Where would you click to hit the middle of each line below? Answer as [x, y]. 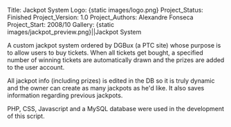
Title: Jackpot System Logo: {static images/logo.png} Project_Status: [105, 10]
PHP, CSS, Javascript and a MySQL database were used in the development [116, 109]
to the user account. [36, 67]
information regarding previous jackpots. [65, 95]
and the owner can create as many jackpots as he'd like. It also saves [106, 88]
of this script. [26, 116]
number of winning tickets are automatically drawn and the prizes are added [116, 60]
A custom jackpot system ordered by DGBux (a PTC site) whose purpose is [114, 45]
